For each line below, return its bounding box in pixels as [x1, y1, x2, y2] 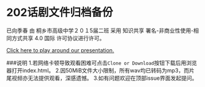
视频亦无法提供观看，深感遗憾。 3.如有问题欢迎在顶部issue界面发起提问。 [11, 74, 198, 82]
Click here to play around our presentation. [6, 46, 114, 54]
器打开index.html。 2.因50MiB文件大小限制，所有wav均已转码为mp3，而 [6, 66, 190, 74]
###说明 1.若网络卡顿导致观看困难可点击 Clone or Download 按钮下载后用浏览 [6, 59, 197, 66]
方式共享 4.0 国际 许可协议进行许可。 [11, 34, 105, 41]
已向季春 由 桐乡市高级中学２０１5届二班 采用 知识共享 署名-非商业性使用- [6, 27, 194, 34]
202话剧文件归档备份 [6, 5, 113, 19]
